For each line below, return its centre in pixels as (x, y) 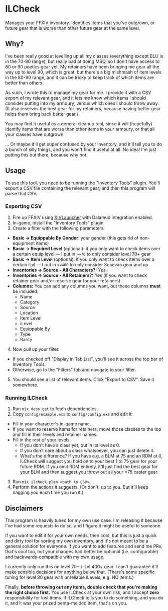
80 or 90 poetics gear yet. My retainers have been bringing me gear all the (82, 66)
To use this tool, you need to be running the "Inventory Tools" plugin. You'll (83, 183)
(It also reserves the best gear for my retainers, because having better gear (83, 108)
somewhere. (25, 385)
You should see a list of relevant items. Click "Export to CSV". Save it (83, 379)
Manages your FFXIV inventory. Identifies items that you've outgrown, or (80, 23)
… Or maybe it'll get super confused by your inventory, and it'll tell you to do (83, 144)
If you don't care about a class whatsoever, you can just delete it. (87, 450)
